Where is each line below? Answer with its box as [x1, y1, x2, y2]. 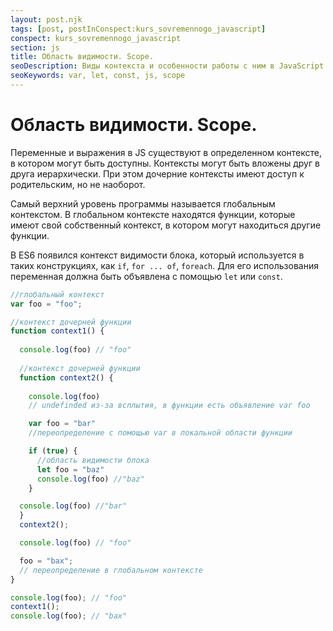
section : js [10, 42, 60, 53]
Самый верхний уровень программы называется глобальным [10, 197, 276, 210]
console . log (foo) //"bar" [19, 501, 128, 511]
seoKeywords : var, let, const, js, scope [10, 71, 186, 81]
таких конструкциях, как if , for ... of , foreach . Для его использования [10, 259, 319, 271]
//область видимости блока [36, 455, 150, 465]
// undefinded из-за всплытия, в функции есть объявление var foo [28, 401, 311, 411]
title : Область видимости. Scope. [10, 52, 155, 62]
